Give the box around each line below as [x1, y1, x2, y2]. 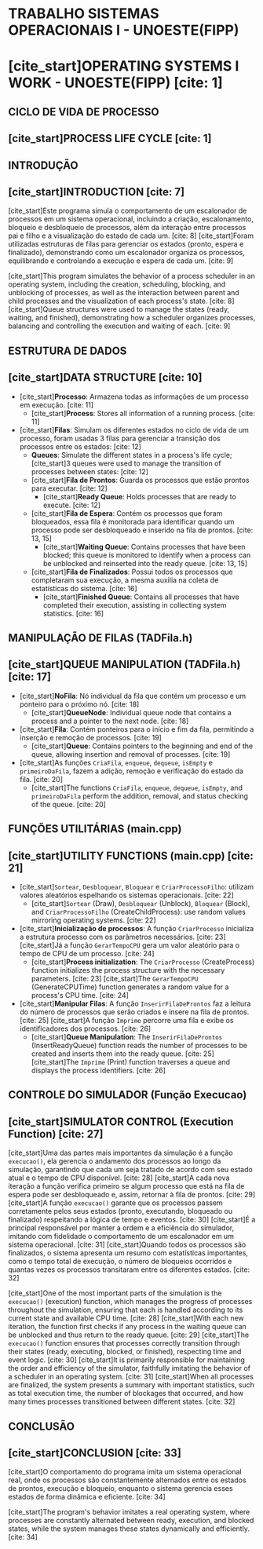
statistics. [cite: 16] [42, 608, 104, 618]
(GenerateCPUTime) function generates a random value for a [31, 982, 229, 992]
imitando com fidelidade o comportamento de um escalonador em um [8, 1232, 234, 1241]
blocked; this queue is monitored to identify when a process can [42, 550, 251, 560]
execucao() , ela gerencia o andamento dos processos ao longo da [8, 1156, 221, 1166]
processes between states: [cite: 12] [31, 466, 149, 476]
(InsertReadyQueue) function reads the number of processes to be [31, 1040, 247, 1050]
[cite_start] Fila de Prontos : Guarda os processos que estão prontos [31, 475, 250, 484]
